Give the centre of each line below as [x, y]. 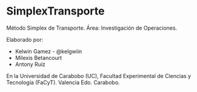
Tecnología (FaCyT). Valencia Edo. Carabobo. [63, 82]
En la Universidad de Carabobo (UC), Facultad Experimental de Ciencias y [99, 76]
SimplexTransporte [55, 11]
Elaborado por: [25, 39]
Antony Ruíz [30, 64]
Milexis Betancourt [38, 57]
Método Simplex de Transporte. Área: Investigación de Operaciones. [92, 28]
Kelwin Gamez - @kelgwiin [48, 51]
